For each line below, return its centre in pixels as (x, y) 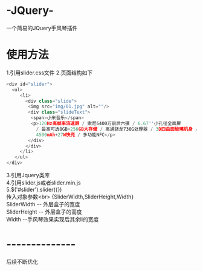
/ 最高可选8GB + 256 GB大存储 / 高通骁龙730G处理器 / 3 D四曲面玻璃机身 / (117, 129)
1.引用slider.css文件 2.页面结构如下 (50, 73)
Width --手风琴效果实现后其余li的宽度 (53, 219)
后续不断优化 (22, 261)
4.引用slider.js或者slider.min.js (43, 183)
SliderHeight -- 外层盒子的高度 (44, 212)
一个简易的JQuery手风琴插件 (42, 28)
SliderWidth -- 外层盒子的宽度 (43, 204)
